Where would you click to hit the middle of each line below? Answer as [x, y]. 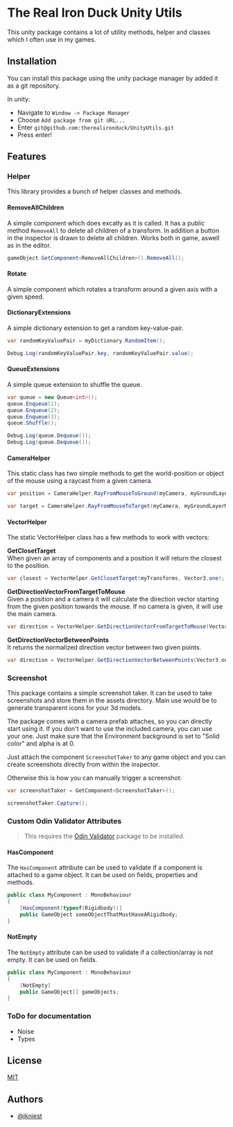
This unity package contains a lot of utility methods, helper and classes [109, 32]
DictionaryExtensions [39, 313]
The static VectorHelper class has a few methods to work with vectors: [108, 537]
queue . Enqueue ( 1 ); [34, 404]
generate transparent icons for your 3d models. [75, 708]
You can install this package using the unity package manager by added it [113, 78]
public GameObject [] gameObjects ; [69, 992]
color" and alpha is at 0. [41, 743]
